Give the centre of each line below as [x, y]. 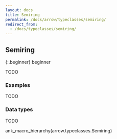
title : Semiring [22, 15]
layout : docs [19, 10]
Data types [19, 109]
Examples [18, 85]
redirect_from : [21, 24]
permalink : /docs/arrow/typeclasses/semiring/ [56, 19]
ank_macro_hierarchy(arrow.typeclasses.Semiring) [59, 130]
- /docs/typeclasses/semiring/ [43, 29]
